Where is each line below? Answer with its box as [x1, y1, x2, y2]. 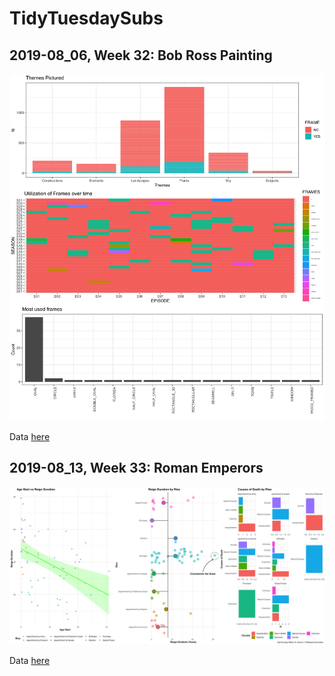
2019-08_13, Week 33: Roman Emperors [9, 460, 264, 477]
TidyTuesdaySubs [9, 7, 164, 30]
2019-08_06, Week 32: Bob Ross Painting [9, 47, 273, 64]
